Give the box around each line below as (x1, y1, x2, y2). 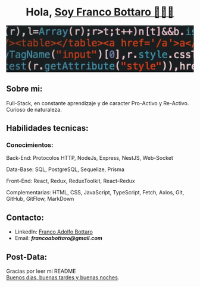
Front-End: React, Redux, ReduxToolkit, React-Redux (6, 178, 135, 185)
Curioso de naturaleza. (6, 106, 62, 113)
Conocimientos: (6, 141, 54, 149)
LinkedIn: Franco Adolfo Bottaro (14, 228, 93, 235)
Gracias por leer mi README (6, 267, 76, 275)
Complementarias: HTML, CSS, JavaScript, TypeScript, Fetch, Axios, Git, (6, 189, 185, 196)
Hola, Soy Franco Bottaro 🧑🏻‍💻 (26, 5, 174, 19)
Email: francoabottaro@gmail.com (14, 235, 103, 242)
